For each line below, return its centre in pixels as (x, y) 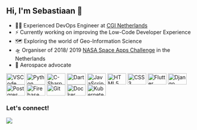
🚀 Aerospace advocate (43, 65)
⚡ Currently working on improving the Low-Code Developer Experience (103, 32)
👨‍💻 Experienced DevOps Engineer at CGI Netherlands (81, 25)
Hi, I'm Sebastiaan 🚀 (44, 11)
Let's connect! (28, 108)
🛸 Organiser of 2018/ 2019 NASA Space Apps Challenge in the (93, 50)
